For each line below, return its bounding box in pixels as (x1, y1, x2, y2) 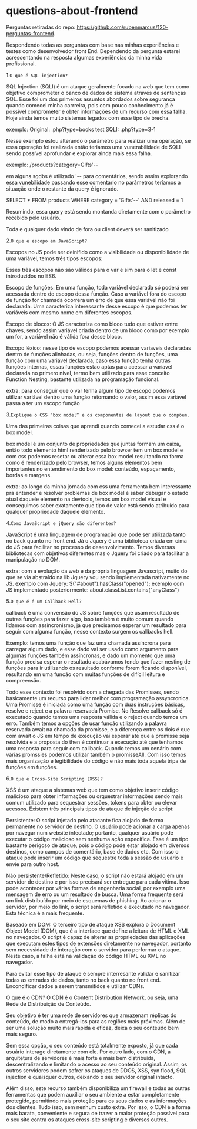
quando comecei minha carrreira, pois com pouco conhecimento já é (6, 101, 173, 109)
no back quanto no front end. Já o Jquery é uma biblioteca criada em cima (6, 537, 187, 544)
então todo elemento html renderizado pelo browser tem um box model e (6, 447, 183, 454)
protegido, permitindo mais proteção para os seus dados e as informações (6, 1097, 187, 1104)
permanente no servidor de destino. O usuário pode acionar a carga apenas (6, 823, 190, 830)
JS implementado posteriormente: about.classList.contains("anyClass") (6, 586, 179, 593)
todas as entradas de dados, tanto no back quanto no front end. (6, 976, 161, 983)
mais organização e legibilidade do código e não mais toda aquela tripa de (6, 757, 186, 764)
